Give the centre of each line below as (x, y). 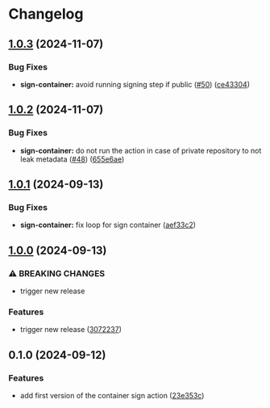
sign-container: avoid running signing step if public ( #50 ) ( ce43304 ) (135, 84)
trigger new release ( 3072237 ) (71, 330)
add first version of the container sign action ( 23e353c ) (112, 395)
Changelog (46, 14)
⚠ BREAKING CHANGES (57, 273)
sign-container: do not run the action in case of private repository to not (141, 150)
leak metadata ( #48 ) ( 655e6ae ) (72, 159)
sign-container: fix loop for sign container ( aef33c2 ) (108, 225)
